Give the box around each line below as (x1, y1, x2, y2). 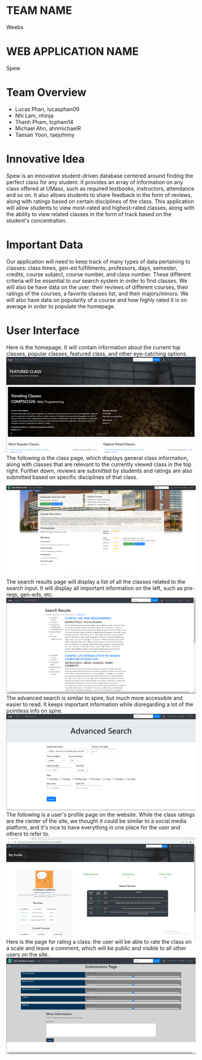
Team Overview (6, 85, 87, 99)
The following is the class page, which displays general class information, (6, 454, 189, 462)
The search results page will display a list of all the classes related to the (6, 578, 186, 585)
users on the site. (6, 950, 49, 958)
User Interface (6, 323, 80, 337)
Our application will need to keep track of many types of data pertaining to (6, 258, 191, 265)
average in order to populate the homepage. (6, 302, 116, 310)
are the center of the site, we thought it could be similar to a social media (6, 817, 187, 825)
